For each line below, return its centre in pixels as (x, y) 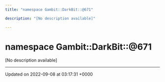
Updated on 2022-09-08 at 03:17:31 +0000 (49, 74)
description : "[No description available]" (50, 18)
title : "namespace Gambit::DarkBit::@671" (49, 10)
